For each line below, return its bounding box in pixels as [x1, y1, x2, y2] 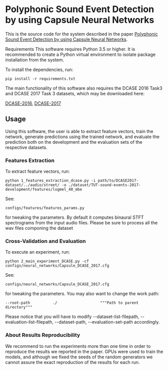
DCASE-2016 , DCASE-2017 [5, 100, 62, 106]
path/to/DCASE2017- [97, 178, 139, 183]
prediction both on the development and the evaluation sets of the [5, 139, 143, 145]
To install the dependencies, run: [5, 67, 74, 73]
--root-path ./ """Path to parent [5, 300, 139, 305]
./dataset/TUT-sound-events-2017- [68, 182, 141, 188]
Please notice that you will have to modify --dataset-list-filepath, [5, 314, 140, 320]
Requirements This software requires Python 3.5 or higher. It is [5, 46, 135, 52]
